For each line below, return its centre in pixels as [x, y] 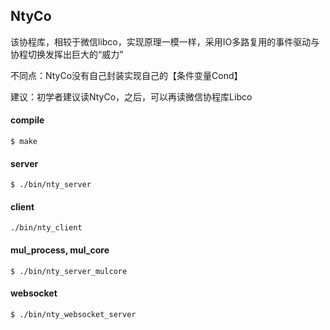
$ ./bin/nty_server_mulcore [69, 271]
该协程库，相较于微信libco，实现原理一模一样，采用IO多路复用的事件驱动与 [165, 41]
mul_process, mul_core [60, 250]
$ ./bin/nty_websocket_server [73, 314]
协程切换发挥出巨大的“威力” [67, 54]
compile [27, 120]
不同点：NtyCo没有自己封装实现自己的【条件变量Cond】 [126, 75]
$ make [24, 142]
